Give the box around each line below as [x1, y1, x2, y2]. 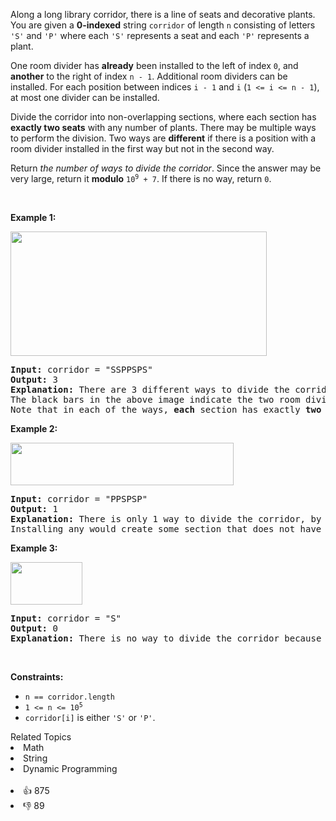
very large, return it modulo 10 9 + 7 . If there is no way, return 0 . [10, 173, 272, 184]
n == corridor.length [24, 692, 115, 702]
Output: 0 [10, 623, 58, 634]
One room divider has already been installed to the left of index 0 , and [10, 60, 299, 71]
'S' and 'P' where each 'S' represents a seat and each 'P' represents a [10, 30, 310, 41]
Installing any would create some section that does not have [10, 524, 322, 534]
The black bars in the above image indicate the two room [10, 394, 301, 405]
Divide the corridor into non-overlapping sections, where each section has [10, 111, 317, 123]
